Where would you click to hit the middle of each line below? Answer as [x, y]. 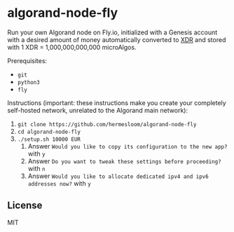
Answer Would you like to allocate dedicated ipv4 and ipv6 [118, 176]
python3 [28, 82]
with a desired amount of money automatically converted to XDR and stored [117, 39]
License [25, 206]
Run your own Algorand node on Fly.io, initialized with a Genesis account [112, 32]
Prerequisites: [27, 60]
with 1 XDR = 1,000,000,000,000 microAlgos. [72, 47]
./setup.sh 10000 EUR [49, 139]
